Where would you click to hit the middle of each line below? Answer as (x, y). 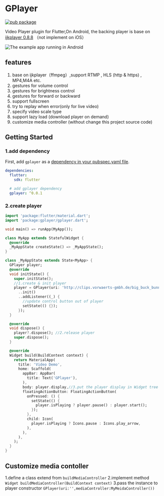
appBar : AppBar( (39, 374)
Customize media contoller (47, 466)
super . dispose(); (31, 338)
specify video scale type (37, 111)
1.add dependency (28, 151)
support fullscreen (31, 101)
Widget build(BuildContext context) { (49, 355)
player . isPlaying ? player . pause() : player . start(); (92, 405)
